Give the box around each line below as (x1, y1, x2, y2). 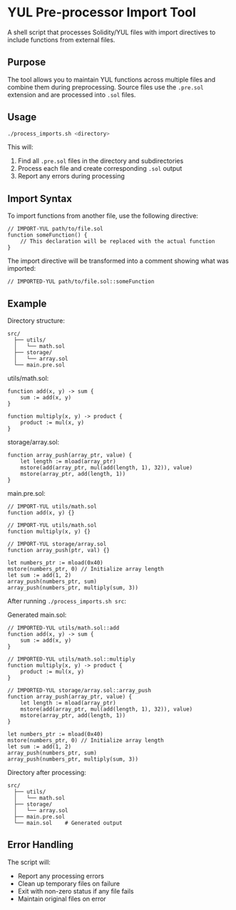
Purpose (7, 56, 46, 69)
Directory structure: (7, 316, 66, 325)
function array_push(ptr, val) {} (7, 547, 111, 554)
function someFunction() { (7, 231, 88, 239)
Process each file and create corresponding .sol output (17, 164, 183, 173)
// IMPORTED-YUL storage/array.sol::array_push (7, 687, 152, 694)
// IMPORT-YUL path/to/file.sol (7, 226, 103, 233)
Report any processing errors (17, 871, 105, 880)
